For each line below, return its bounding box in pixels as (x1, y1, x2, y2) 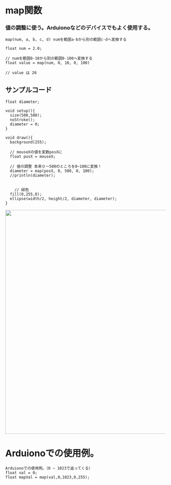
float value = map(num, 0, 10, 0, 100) (5, 60, 90, 65)
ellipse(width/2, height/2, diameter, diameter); (10, 196, 117, 202)
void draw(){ (5, 135, 33, 141)
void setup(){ (5, 108, 36, 114)
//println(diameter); (10, 173, 56, 178)
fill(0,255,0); (10, 192, 42, 197)
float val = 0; (5, 470, 38, 476)
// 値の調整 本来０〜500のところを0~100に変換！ (10, 164, 102, 169)
